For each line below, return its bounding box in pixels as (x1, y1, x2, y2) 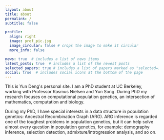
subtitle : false (5, 20, 38, 26)
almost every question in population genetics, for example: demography (5, 124, 150, 130)
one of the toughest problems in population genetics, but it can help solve (5, 119, 154, 125)
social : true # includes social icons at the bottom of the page (5, 70, 143, 75)
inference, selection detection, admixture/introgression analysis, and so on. (5, 129, 157, 135)
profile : (5, 30, 23, 35)
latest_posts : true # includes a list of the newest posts (5, 61, 130, 66)
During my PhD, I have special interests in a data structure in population (5, 108, 149, 115)
